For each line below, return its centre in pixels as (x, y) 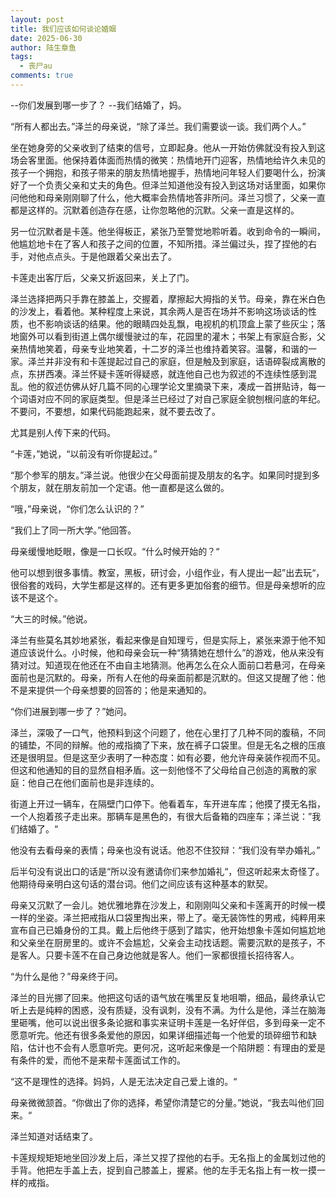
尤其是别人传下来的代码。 (63, 432)
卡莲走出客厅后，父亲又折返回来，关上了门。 (102, 277)
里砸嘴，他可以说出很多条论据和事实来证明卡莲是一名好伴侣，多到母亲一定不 (168, 1022)
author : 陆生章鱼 (43, 47)
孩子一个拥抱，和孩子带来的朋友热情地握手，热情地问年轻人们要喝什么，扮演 (168, 172)
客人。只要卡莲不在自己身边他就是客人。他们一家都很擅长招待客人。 (159, 955)
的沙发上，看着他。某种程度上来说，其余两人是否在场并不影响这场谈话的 (159, 311)
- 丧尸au (36, 66)
